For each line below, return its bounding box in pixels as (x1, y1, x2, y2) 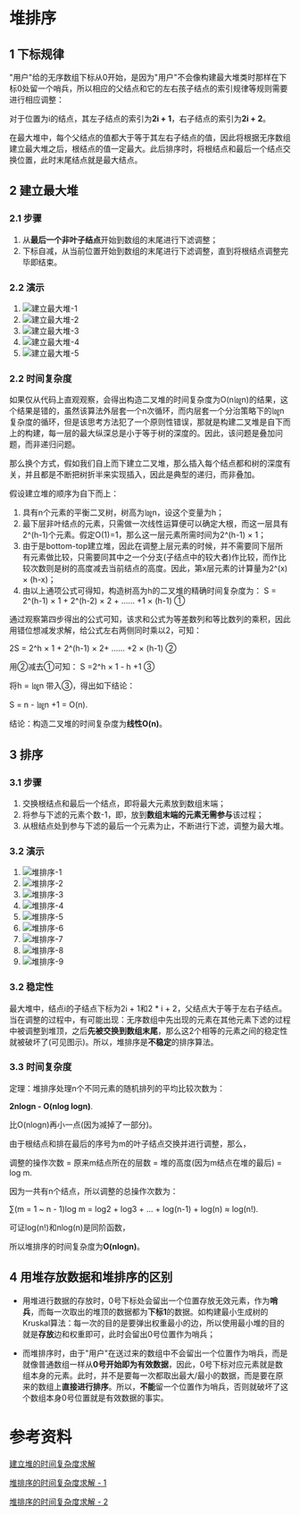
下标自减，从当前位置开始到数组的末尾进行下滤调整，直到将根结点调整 (21, 245, 281, 256)
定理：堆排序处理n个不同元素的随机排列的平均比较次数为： (9, 1082, 226, 1093)
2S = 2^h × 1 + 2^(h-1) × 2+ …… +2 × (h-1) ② (9, 643, 177, 653)
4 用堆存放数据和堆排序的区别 (9, 1270, 173, 1285)
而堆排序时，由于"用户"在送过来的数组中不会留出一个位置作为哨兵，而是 (21, 1347, 288, 1359)
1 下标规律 (9, 46, 65, 62)
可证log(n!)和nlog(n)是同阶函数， (9, 1222, 131, 1233)
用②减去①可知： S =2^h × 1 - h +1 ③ (9, 661, 155, 672)
